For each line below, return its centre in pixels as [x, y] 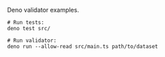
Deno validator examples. [43, 10]
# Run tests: [26, 23]
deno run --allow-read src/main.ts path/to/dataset [82, 47]
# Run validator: [32, 41]
